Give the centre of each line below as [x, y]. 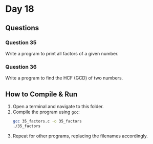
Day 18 [20, 9]
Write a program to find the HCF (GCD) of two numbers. [64, 78]
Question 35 [21, 43]
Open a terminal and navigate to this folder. [58, 106]
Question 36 [21, 67]
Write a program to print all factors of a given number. [62, 53]
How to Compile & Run [41, 94]
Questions [22, 28]
